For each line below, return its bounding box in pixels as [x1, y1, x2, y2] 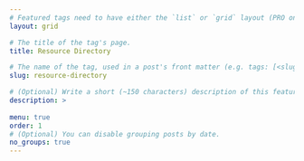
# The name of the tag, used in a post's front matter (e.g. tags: [9, 62, 270, 72]
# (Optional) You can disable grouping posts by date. [9, 129, 221, 138]
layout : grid [9, 22, 59, 31]
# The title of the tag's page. [9, 38, 131, 47]
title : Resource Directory [9, 46, 111, 55]
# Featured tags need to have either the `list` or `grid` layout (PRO [9, 13, 285, 23]
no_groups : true [9, 137, 71, 147]
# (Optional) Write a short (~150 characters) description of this [9, 88, 270, 97]
